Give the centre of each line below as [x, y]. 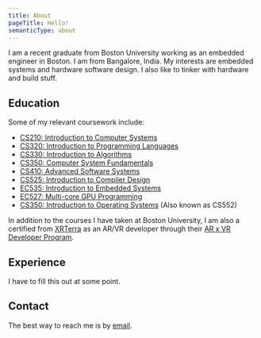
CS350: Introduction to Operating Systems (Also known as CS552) [129, 205]
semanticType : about [42, 30]
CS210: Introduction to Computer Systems [88, 138]
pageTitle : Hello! [38, 23]
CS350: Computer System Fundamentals [86, 163]
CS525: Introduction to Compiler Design [85, 180]
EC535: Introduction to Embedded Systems [90, 188]
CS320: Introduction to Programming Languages [99, 146]
